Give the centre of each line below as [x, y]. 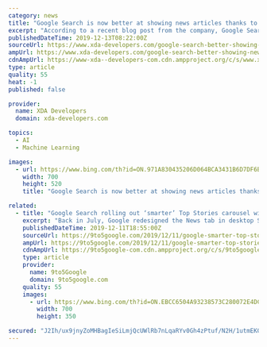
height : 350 [57, 317]
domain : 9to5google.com [69, 280]
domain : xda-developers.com [62, 119]
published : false [37, 89]
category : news [33, 15]
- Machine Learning [48, 148]
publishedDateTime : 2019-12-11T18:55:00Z [92, 228]
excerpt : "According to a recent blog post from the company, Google [126, 30]
